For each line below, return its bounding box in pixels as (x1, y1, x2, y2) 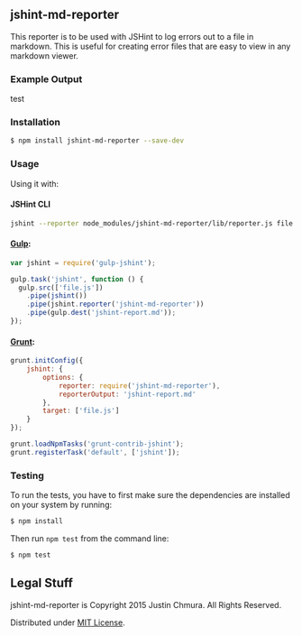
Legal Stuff (10, 576, 73, 591)
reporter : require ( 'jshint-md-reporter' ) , (58, 381, 221, 391)
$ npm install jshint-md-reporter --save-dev (10, 136, 184, 145)
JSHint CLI (10, 198, 50, 210)
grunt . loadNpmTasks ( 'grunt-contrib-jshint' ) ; (10, 439, 184, 449)
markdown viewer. (10, 50, 79, 61)
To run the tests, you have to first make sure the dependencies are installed (10, 490, 291, 501)
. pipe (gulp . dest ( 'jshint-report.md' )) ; (26, 309, 177, 318)
